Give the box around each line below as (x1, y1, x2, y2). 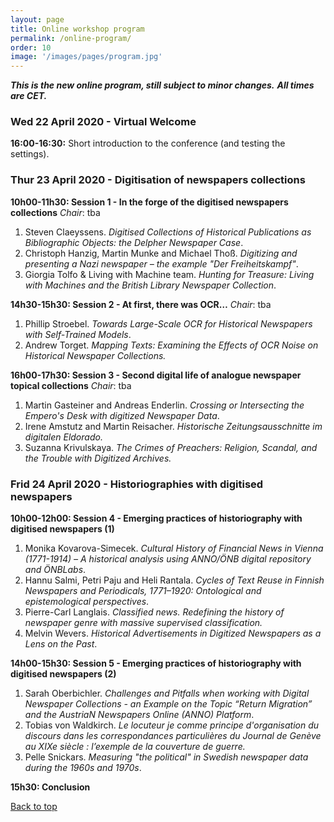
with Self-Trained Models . (24, 328, 132, 340)
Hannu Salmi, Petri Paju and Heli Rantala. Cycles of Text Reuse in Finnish (24, 574, 325, 586)
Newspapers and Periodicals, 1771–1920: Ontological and (24, 585, 262, 597)
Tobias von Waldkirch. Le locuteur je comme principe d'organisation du (24, 719, 320, 731)
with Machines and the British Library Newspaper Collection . (24, 279, 277, 291)
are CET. (10, 90, 48, 102)
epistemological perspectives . (24, 596, 150, 608)
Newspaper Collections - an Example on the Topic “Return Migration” (24, 698, 313, 710)
